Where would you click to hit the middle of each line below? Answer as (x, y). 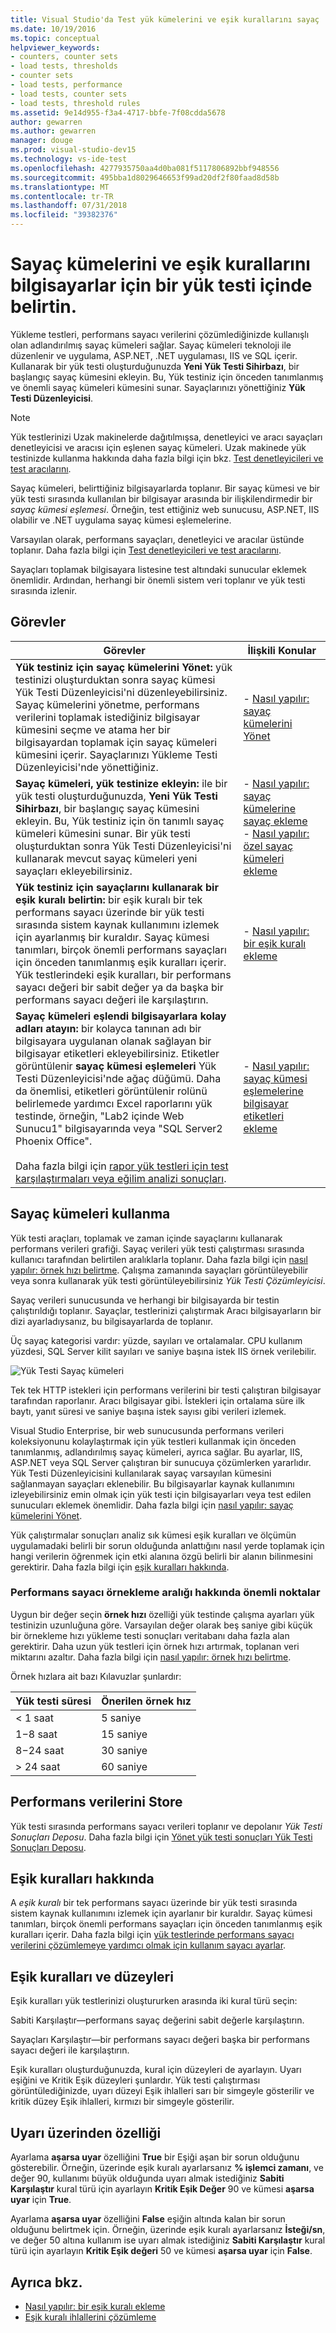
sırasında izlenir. (44, 590)
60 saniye (124, 1766)
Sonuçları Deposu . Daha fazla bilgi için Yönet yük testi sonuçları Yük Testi (161, 1837)
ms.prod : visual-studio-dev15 (73, 150)
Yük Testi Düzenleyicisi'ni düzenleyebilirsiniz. (121, 692)
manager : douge (42, 141)
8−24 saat (40, 1750)
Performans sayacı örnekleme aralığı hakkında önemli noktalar (165, 1593)
